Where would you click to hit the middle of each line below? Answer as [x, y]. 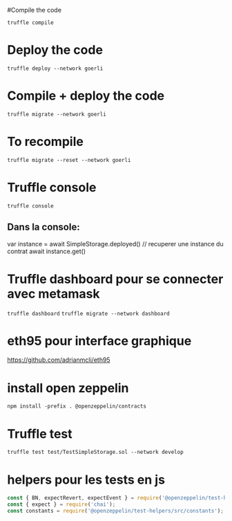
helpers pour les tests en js [86, 479]
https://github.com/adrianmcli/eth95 [59, 360]
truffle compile [30, 23]
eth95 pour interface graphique [99, 341]
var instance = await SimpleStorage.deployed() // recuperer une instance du [115, 244]
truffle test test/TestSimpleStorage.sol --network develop [96, 453]
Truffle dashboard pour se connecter [115, 279]
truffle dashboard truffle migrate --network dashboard [89, 313]
